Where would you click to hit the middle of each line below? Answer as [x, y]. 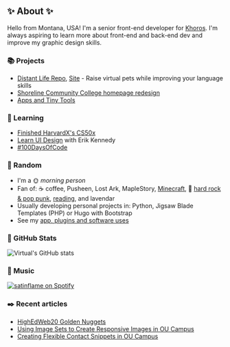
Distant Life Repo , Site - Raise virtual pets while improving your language [120, 78]
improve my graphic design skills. [54, 42]
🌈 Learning [26, 118]
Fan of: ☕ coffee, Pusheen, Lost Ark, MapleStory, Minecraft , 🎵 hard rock [119, 188]
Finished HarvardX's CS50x [56, 133]
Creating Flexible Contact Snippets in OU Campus [88, 336]
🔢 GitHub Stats [32, 238]
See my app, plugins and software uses [73, 220]
